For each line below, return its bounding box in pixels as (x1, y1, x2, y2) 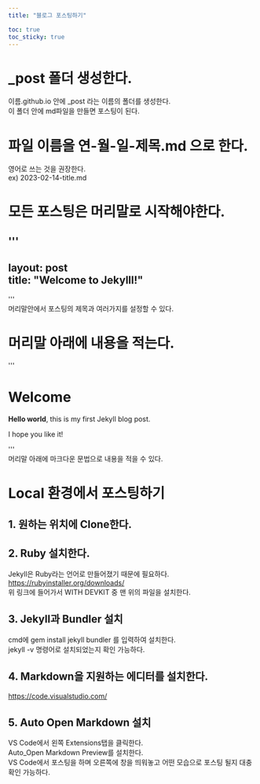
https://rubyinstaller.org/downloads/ (8, 578, 125, 587)
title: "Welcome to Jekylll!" (8, 274, 144, 287)
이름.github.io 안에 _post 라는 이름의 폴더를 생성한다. (8, 97, 171, 106)
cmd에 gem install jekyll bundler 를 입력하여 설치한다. (8, 635, 177, 644)
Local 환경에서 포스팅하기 (8, 484, 165, 502)
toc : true (8, 25, 41, 34)
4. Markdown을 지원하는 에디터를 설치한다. (8, 670, 209, 684)
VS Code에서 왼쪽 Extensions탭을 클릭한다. (8, 738, 144, 748)
